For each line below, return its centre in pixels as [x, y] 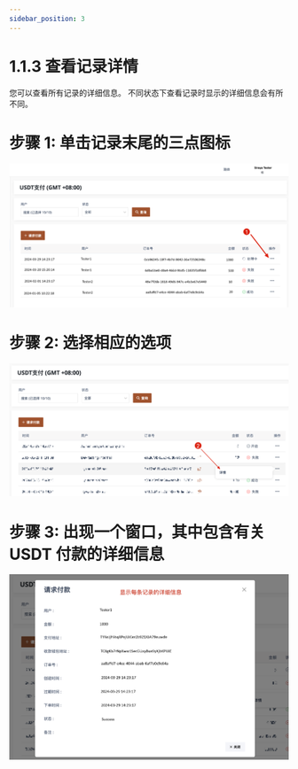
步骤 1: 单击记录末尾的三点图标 [120, 143]
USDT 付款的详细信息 [87, 554]
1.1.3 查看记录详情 [74, 66]
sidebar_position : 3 [47, 19]
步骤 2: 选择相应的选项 [90, 343]
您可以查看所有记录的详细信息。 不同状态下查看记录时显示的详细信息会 [138, 92]
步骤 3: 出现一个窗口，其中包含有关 [137, 532]
